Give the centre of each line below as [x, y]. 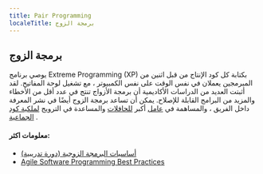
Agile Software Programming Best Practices [92, 161]
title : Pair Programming [50, 16]
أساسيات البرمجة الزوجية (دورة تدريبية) [79, 153]
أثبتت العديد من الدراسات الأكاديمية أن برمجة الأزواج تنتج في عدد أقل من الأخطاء [127, 92]
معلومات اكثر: [29, 135]
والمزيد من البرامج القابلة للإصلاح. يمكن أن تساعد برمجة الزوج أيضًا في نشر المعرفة [132, 100]
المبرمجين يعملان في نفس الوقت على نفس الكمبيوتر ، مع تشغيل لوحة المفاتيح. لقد [131, 83]
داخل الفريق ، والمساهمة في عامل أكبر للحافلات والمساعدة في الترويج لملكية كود [130, 109]
